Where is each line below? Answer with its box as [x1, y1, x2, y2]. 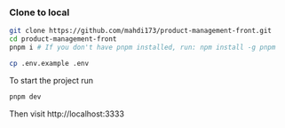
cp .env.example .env [9, 59, 90, 68]
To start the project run [9, 75, 94, 85]
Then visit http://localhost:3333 [9, 108, 124, 119]
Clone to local [9, 6, 70, 19]
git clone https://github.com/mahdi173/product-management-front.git [9, 27, 273, 36]
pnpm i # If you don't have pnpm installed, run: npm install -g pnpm [9, 43, 276, 52]
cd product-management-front [9, 35, 117, 44]
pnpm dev [9, 92, 42, 101]
